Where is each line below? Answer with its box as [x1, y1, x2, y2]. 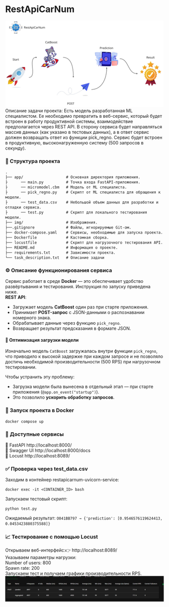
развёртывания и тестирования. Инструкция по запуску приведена [5, 283, 151, 290]
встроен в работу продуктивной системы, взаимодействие [5, 118, 133, 124]
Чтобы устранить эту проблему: [5, 374, 74, 380]
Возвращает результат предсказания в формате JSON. [12, 326, 131, 332]
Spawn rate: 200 [5, 565, 40, 571]
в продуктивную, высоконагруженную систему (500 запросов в [5, 139, 144, 145]
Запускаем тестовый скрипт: [5, 496, 68, 502]
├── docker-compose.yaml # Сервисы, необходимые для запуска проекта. [5, 230, 163, 235]
